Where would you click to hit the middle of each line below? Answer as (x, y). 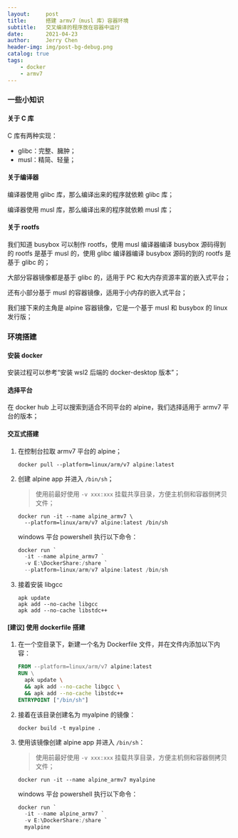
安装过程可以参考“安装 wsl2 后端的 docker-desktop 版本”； (94, 372)
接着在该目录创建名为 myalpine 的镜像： (77, 715)
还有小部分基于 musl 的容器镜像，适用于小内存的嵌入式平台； (97, 292)
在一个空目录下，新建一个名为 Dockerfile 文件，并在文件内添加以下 (116, 644)
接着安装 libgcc (40, 585)
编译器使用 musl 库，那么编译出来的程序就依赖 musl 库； (90, 209)
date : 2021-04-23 (43, 34)
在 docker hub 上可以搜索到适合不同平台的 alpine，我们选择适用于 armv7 (114, 407)
